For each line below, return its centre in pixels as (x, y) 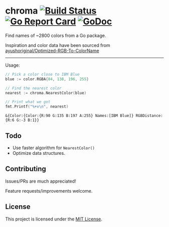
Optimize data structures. (39, 153)
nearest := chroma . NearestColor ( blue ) (46, 93)
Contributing (26, 169)
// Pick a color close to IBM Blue (43, 74)
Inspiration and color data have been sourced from (58, 45)
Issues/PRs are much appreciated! (41, 181)
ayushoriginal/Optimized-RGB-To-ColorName (52, 50)
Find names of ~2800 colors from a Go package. (56, 35)
